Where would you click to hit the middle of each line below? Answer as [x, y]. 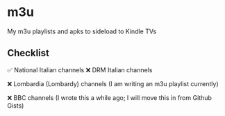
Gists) [16, 106]
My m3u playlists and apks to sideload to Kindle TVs [82, 31]
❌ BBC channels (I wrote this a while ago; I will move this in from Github [109, 97]
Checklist [28, 53]
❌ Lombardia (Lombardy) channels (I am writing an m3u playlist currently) [113, 83]
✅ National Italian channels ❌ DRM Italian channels [80, 69]
